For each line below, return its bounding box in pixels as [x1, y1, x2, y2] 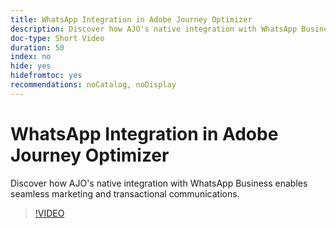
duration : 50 [10, 42, 65, 53]
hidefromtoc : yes [10, 71, 83, 81]
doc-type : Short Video [10, 33, 105, 43]
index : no [10, 52, 52, 62]
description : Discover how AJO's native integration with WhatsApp [10, 24, 298, 34]
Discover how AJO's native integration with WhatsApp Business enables [10, 177, 308, 189]
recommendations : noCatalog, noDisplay [10, 80, 177, 90]
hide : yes [10, 61, 52, 71]
